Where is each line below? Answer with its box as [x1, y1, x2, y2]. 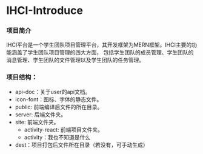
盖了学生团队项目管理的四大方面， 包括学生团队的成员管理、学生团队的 [16, 49, 194, 56]
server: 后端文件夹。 [15, 110, 67, 118]
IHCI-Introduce [6, 4, 84, 18]
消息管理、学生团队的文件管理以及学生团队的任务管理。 [6, 56, 144, 64]
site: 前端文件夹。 [15, 118, 59, 126]
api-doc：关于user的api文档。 [15, 88, 91, 95]
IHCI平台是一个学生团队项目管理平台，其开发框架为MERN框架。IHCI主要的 [6, 41, 192, 49]
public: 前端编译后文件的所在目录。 [15, 103, 103, 110]
